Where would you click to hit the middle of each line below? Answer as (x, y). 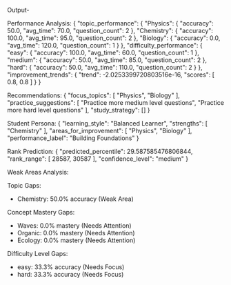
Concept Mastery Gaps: (41, 212)
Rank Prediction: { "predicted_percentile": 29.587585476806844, (100, 151)
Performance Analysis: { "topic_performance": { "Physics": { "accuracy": (110, 23)
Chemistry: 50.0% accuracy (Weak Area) (76, 199)
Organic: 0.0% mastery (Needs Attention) (76, 233)
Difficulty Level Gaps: (38, 254)
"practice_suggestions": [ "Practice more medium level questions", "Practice (115, 102)
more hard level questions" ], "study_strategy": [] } (79, 110)
